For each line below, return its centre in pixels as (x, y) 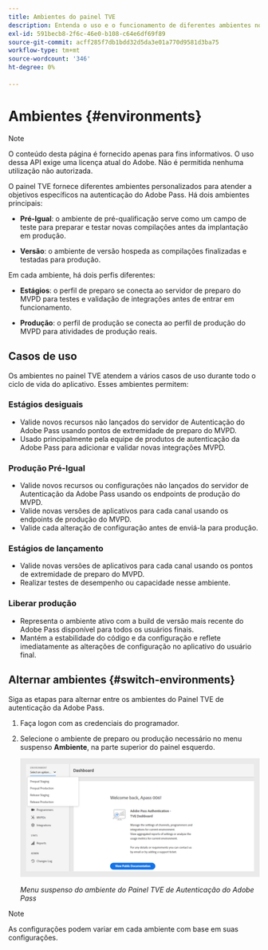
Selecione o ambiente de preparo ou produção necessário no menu (131, 739)
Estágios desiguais (46, 404)
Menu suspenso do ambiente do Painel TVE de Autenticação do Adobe (137, 890)
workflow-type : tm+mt (44, 51)
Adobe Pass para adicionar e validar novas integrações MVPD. (122, 447)
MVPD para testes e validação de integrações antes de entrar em (127, 298)
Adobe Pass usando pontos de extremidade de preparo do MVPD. (128, 430)
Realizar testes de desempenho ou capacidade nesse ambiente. (125, 583)
